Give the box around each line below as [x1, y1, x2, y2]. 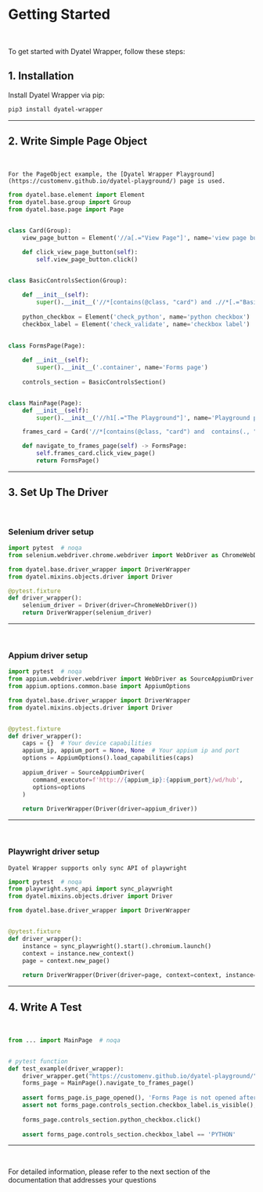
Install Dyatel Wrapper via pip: [8, 90, 105, 100]
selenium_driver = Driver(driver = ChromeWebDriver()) [22, 602, 198, 610]
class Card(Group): [8, 227, 72, 235]
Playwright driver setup [8, 846, 100, 857]
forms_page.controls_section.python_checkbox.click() [22, 1116, 201, 1124]
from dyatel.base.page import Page [8, 206, 124, 213]
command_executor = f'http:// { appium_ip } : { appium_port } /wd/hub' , [32, 775, 243, 784]
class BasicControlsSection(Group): [8, 276, 128, 284]
